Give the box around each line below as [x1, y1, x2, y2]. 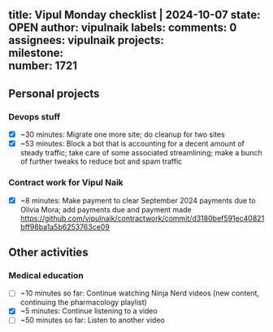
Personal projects [8, 86, 100, 100]
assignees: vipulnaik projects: [8, 33, 164, 47]
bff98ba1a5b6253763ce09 [19, 221, 110, 232]
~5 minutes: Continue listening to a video [19, 306, 158, 316]
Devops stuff [8, 111, 61, 122]
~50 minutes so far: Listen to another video [19, 315, 165, 325]
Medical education [8, 269, 84, 281]
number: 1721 [8, 59, 78, 73]
